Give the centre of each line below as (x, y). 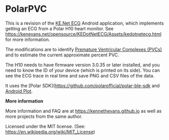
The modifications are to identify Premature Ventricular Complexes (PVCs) (84, 49)
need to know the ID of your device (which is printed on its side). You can (83, 70)
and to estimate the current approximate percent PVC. (62, 55)
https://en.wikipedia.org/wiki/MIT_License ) (50, 132)
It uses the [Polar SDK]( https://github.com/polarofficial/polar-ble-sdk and (82, 86)
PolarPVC (26, 9)
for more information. (28, 39)
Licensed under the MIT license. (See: (45, 126)
